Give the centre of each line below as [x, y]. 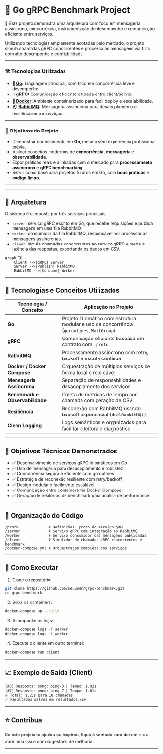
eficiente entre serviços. [29, 34]
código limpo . [26, 178]
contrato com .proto [85, 344]
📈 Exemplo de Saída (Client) [49, 672]
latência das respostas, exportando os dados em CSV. [66, 249]
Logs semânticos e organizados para [104, 422]
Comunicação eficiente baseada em [103, 339]
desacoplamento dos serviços [96, 387]
